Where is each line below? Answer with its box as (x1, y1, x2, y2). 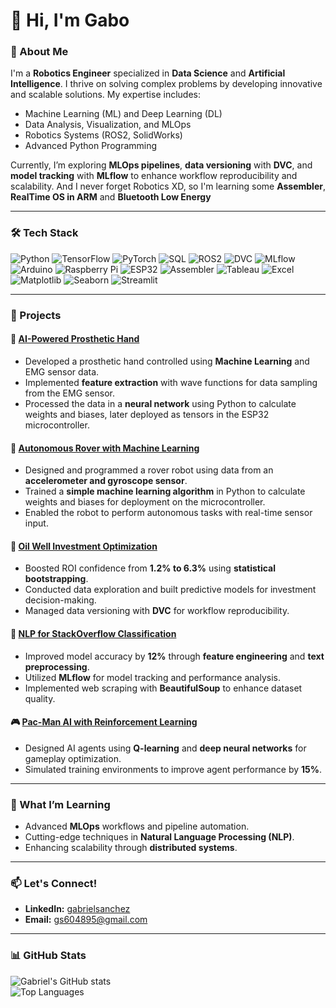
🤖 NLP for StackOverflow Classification (10, 627, 177, 639)
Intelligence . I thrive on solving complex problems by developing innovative (10, 78, 323, 90)
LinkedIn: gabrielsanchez (24, 903, 131, 915)
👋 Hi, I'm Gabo (10, 9, 130, 32)
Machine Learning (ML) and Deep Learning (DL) (24, 108, 223, 120)
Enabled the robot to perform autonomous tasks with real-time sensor (24, 507, 313, 519)
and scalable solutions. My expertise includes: (10, 89, 201, 101)
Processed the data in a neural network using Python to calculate (24, 397, 297, 409)
